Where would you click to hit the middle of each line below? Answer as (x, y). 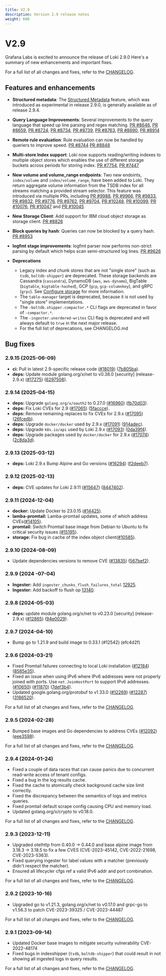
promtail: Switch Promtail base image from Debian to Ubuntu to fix (80, 527)
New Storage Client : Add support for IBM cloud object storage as (79, 216)
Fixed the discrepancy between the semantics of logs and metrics (79, 796)
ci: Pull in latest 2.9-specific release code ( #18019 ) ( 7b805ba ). (76, 369)
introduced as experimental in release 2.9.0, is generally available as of (84, 105)
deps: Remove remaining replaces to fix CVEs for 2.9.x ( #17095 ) (78, 414)
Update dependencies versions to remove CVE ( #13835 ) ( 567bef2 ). (81, 561)
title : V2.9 (17, 10)
